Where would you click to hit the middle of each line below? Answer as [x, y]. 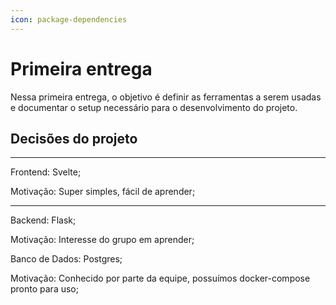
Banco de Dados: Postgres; [66, 259]
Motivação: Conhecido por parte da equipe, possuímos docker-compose [160, 278]
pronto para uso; [44, 289]
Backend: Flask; [43, 220]
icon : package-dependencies [69, 19]
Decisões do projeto [74, 138]
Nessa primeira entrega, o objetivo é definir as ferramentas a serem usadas [166, 97]
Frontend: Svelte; [46, 172]
